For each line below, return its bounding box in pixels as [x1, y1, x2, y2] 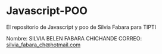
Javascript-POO [6, 4, 88, 18]
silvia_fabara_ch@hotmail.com [6, 41, 81, 48]
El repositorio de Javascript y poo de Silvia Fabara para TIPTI [6, 23, 157, 31]
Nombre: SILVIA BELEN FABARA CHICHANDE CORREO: [6, 35, 142, 42]
